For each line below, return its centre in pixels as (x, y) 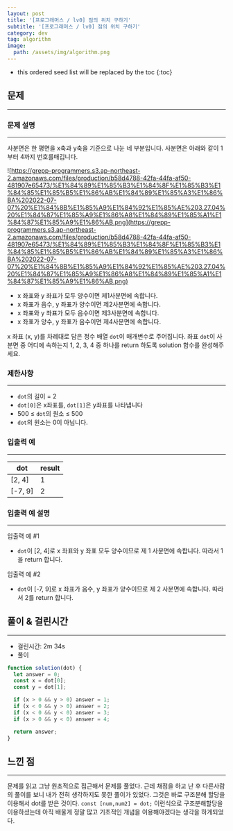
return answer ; (35, 732)
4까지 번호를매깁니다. (49, 156)
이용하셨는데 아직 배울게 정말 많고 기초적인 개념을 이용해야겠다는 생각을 (103, 812)
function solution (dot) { (44, 668)
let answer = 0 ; (37, 674)
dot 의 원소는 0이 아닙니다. (52, 422)
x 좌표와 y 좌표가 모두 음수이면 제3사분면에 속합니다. (88, 312)
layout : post (26, 14)
